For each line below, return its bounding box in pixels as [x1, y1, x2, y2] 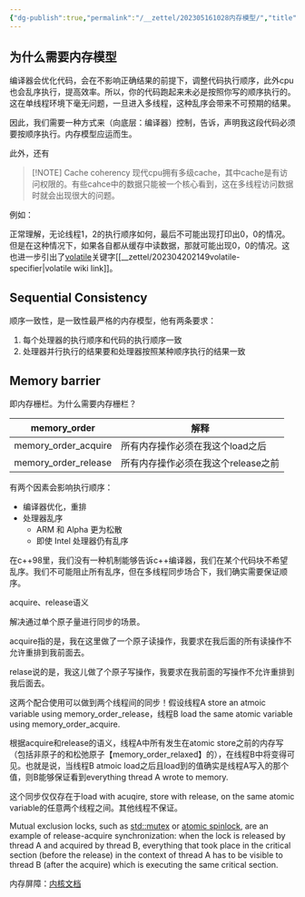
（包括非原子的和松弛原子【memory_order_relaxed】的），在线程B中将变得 [9, 749, 288, 760]
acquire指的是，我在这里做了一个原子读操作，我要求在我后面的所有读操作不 [9, 636, 292, 647]
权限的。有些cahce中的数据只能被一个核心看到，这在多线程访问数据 [39, 178, 294, 189]
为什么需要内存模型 [9, 49, 117, 65]
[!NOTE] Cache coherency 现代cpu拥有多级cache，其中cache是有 [31, 168, 280, 178]
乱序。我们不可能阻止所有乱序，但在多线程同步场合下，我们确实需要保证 [9, 566, 280, 577]
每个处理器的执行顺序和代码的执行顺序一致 [22, 334, 182, 346]
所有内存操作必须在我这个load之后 [121, 440, 267, 453]
